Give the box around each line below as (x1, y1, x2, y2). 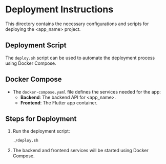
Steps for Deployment (5, 114, 77, 123)
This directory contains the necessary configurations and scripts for (5, 21, 149, 27)
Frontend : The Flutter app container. (20, 99, 98, 106)
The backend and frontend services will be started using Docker (12, 148, 149, 154)
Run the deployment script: (12, 128, 70, 134)
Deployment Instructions (5, 4, 114, 15)
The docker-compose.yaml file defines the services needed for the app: (12, 88, 161, 95)
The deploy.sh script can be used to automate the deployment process (5, 54, 155, 61)
